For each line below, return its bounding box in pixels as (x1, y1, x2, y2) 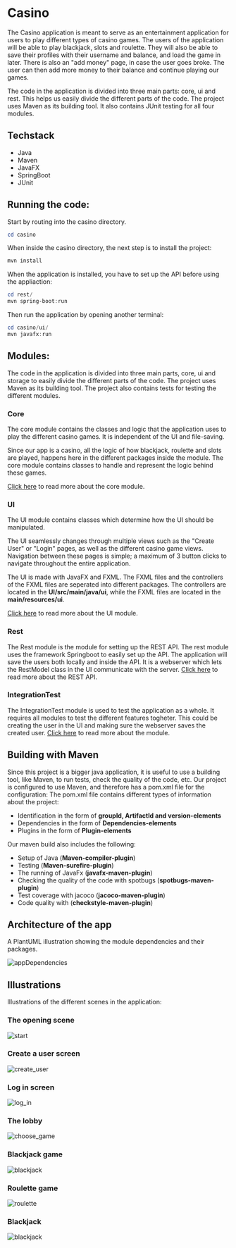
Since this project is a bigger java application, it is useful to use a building (7, 768, 221, 776)
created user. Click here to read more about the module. (7, 728, 170, 737)
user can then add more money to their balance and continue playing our (7, 65, 219, 74)
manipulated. (7, 523, 46, 532)
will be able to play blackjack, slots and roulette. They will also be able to (7, 43, 218, 51)
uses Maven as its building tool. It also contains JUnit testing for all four (7, 101, 215, 110)
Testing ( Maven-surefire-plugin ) (17, 861, 114, 869)
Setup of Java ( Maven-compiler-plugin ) (17, 854, 136, 862)
